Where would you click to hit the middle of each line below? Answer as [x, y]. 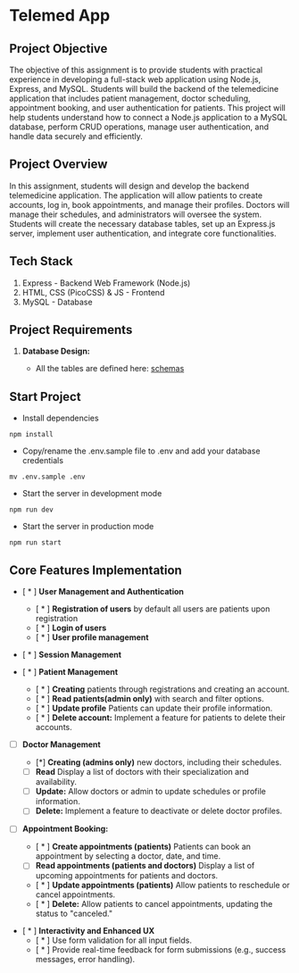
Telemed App [60, 16]
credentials [43, 461]
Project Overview [58, 165]
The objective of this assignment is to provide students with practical [136, 70]
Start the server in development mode [92, 494]
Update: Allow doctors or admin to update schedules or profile [150, 792]
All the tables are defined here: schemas [110, 369]
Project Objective [58, 49]
